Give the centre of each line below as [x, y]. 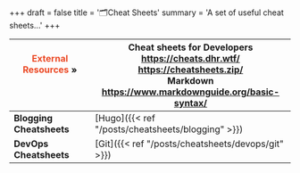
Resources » [50, 70]
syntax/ [191, 103]
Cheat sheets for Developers [191, 47]
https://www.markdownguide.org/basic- [190, 92]
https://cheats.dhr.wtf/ [191, 58]
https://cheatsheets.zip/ [191, 70]
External [50, 58]
